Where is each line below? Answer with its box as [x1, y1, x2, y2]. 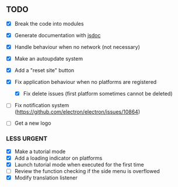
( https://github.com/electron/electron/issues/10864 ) [14, 108, 141, 115]
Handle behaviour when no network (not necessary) [14, 43, 140, 50]
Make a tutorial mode [14, 148, 66, 155]
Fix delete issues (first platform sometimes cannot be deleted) [23, 90, 173, 97]
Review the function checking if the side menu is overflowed [14, 167, 160, 174]
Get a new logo [14, 119, 51, 127]
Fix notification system [14, 102, 69, 109]
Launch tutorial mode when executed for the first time [14, 161, 144, 168]
